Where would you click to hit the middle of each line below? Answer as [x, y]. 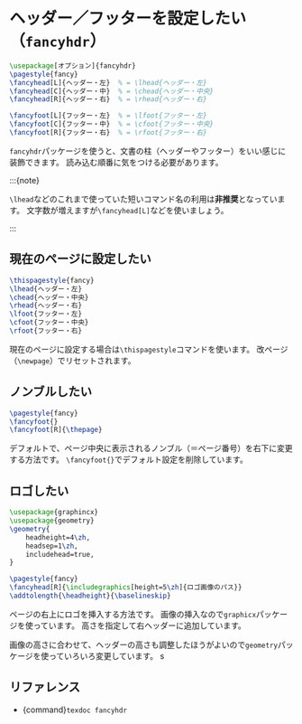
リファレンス [45, 687]
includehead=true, [60, 554]
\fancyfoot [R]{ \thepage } [56, 430]
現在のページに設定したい [80, 259]
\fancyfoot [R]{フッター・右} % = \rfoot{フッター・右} [108, 133]
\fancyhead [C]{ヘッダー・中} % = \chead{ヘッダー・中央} [112, 91]
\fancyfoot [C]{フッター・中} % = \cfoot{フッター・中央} [112, 124]
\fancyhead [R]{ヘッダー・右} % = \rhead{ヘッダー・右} [108, 99]
